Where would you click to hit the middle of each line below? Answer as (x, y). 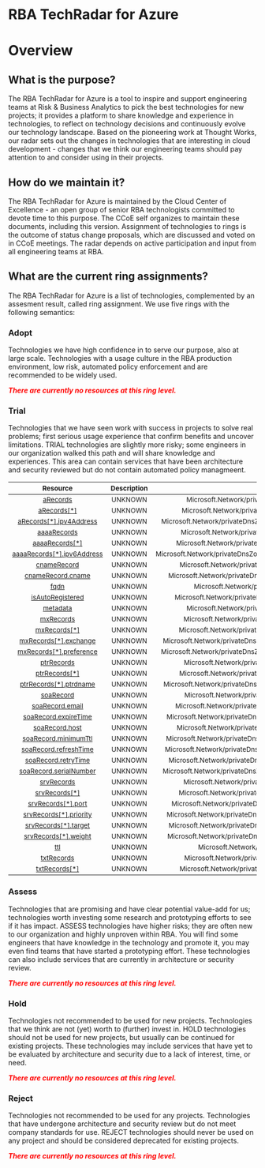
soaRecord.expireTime (57, 717)
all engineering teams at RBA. (56, 252)
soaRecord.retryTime (58, 761)
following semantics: (42, 312)
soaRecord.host (57, 728)
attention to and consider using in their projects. (86, 158)
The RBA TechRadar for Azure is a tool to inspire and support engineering (127, 99)
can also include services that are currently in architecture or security (121, 959)
